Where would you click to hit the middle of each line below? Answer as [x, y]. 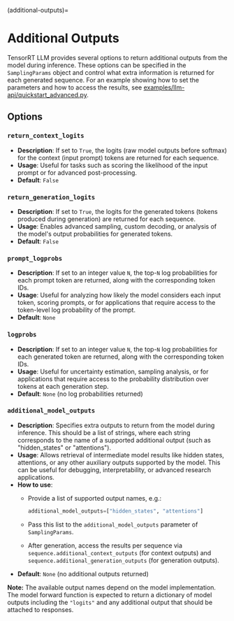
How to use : [35, 485]
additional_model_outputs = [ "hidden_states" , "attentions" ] [116, 511]
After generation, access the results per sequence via [105, 545]
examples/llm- [164, 87]
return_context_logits [46, 136]
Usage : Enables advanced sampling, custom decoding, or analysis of [117, 226]
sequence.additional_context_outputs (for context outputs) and [119, 552]
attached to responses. [41, 609]
